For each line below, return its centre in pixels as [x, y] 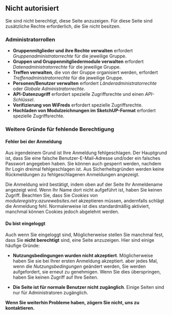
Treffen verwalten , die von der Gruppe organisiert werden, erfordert [85, 72]
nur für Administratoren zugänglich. [50, 293]
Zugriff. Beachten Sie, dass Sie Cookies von [52, 195]
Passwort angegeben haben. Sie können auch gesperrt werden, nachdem [83, 164]
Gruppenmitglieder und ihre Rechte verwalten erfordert [73, 51]
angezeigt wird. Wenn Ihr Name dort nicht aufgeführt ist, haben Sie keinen [84, 190]
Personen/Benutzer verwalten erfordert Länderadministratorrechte [85, 83]
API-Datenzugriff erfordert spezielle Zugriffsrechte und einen [78, 94]
